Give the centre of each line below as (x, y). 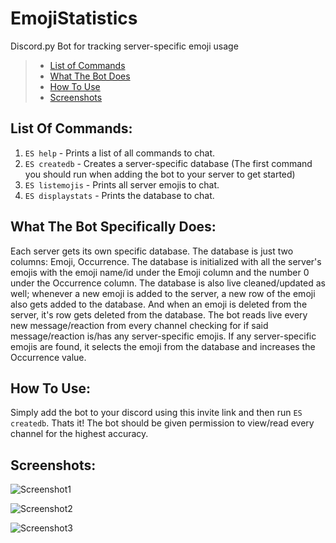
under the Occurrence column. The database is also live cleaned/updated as (168, 283)
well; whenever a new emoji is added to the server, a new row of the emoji (163, 293)
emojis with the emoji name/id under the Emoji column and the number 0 (160, 272)
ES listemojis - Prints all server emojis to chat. (122, 184)
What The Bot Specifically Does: (113, 227)
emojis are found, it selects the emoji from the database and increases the (163, 346)
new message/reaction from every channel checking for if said (139, 325)
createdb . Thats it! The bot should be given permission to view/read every (162, 423)
